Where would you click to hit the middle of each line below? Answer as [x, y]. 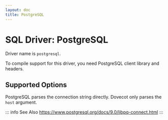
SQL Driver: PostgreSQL [57, 40]
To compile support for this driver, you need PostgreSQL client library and [82, 63]
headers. [14, 69]
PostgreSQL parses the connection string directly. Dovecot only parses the [83, 97]
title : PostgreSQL [25, 15]
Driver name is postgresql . [33, 54]
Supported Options [36, 85]
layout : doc [18, 10]
